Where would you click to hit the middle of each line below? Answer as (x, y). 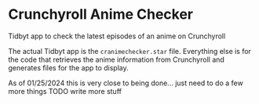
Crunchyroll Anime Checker (101, 14)
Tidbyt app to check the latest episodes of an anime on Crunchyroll (117, 36)
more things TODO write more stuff (65, 91)
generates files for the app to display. (69, 67)
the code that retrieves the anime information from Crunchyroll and (117, 59)
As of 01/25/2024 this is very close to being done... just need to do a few (126, 83)
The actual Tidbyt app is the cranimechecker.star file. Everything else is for (129, 51)
